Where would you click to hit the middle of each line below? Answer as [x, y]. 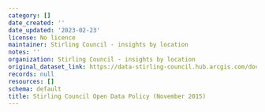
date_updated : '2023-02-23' [54, 30]
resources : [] [32, 81]
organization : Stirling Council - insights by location [102, 60]
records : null [32, 74]
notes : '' [24, 52]
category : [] [30, 15]
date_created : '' [37, 23]
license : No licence [42, 37]
